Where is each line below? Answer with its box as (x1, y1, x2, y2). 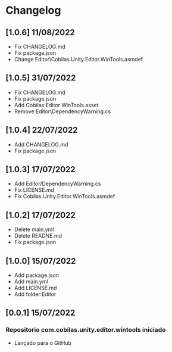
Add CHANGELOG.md (14, 141, 68, 148)
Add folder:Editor (14, 291, 57, 298)
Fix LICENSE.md (14, 186, 55, 194)
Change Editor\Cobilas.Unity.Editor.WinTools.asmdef (14, 56, 143, 63)
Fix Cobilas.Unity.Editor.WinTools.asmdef (14, 193, 115, 200)
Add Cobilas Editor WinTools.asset (14, 101, 99, 108)
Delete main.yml (14, 226, 54, 233)
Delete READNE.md (14, 232, 62, 239)
